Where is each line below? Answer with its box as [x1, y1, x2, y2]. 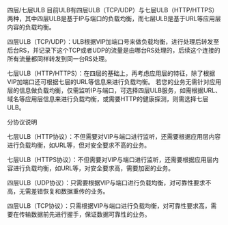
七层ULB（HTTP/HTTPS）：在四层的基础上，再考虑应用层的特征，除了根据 [7, 69, 216, 77]
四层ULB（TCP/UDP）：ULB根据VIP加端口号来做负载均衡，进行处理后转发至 [7, 38, 220, 46]
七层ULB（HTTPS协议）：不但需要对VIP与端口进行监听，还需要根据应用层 [7, 156, 213, 163]
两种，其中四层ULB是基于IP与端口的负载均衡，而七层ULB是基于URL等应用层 [7, 14, 222, 23]
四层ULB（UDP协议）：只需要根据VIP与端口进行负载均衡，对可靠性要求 [7, 178, 206, 187]
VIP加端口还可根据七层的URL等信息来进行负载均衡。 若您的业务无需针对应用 [7, 78, 222, 85]
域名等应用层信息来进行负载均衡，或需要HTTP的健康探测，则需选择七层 [7, 95, 209, 103]
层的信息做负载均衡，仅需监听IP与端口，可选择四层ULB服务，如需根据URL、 [7, 86, 222, 94]
